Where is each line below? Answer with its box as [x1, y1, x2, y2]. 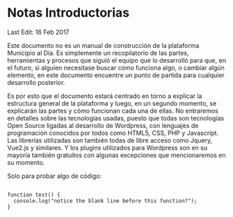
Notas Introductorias [7, 5, 130, 21]
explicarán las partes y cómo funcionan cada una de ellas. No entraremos [7, 106, 219, 115]
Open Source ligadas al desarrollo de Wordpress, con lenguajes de [7, 121, 199, 129]
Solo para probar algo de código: [7, 172, 102, 180]
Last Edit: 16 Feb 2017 [7, 28, 70, 36]
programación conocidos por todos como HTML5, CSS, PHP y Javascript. [7, 129, 219, 137]
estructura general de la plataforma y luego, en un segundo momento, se [7, 99, 217, 107]
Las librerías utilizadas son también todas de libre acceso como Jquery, [7, 136, 213, 144]
